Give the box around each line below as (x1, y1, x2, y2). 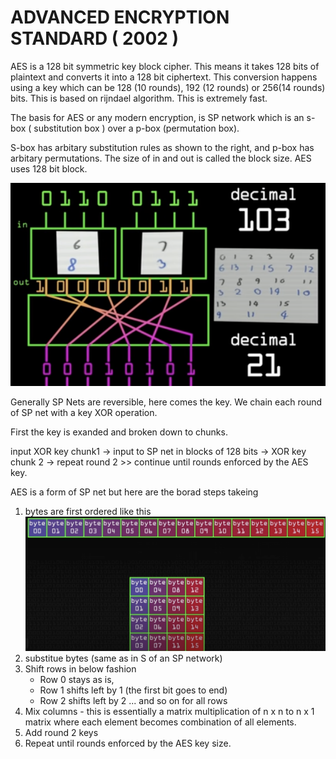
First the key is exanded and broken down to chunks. (10, 426, 228, 438)
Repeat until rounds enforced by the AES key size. (24, 737, 232, 749)
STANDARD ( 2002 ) (10, 27, 180, 50)
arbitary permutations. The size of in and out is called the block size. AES (10, 152, 312, 164)
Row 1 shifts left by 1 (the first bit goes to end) (39, 684, 228, 696)
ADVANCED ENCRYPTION (10, 6, 230, 29)
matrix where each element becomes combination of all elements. (24, 716, 297, 728)
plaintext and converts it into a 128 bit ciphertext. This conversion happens (10, 71, 318, 83)
